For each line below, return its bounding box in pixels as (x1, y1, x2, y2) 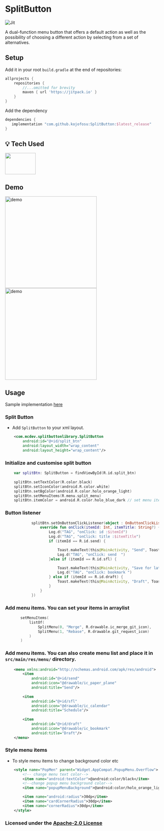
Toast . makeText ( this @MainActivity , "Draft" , (57, 579, 150, 584)
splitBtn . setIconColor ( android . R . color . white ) (14, 484, 110, 489)
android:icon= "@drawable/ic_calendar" (31, 703, 110, 708)
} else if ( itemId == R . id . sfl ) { (48, 557, 117, 561)
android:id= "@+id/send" (31, 676, 80, 681)
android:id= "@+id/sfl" (31, 698, 78, 704)
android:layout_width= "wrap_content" (22, 444, 99, 449)
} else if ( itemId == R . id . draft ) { (48, 575, 123, 580)
